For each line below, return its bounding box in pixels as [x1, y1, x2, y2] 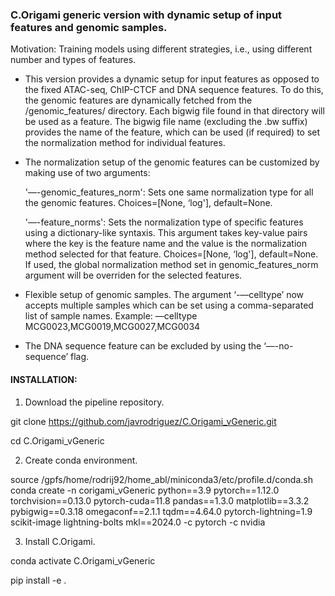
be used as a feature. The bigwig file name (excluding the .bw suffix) [24, 116, 308, 128]
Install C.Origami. [24, 535, 96, 547]
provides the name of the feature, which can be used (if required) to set [24, 126, 321, 138]
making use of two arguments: [24, 167, 151, 179]
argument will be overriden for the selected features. [24, 269, 243, 282]
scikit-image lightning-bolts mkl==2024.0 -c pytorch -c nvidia [10, 516, 266, 528]
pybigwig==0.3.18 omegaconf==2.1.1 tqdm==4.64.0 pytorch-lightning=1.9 [10, 505, 313, 517]
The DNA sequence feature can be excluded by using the [24, 340, 262, 352]
